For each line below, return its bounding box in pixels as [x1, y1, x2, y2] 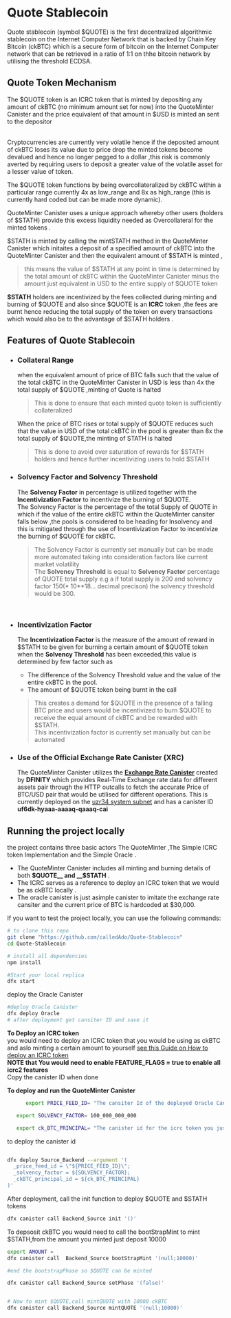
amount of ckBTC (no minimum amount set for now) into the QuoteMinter [7, 102, 214, 111]
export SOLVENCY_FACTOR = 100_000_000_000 [16, 1112, 137, 1119]
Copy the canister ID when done [7, 1072, 98, 1081]
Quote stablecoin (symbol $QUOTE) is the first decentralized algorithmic [7, 28, 212, 36]
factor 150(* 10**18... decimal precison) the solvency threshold [34, 581, 214, 590]
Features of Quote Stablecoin [7, 335, 135, 346]
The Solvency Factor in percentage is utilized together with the [16, 488, 197, 496]
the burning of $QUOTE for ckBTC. [16, 532, 116, 540]
